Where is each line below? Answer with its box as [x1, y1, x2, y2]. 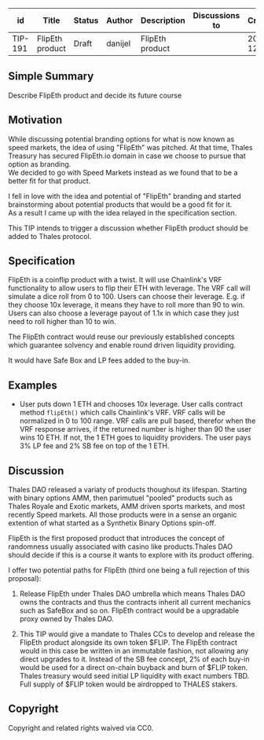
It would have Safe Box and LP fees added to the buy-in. [8, 355, 190, 365]
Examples [8, 378, 57, 392]
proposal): [8, 574, 42, 584]
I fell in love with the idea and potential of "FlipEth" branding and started [8, 191, 241, 201]
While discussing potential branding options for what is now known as [8, 134, 235, 144]
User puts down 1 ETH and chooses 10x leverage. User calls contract [19, 399, 244, 409]
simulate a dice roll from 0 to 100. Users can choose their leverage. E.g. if [8, 292, 245, 301]
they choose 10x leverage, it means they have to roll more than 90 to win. [8, 300, 245, 310]
